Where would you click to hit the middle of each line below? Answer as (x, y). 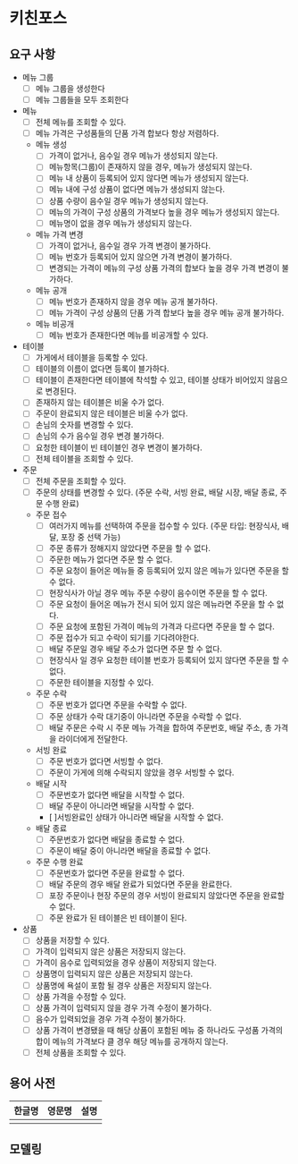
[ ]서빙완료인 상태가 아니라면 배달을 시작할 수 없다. (136, 817)
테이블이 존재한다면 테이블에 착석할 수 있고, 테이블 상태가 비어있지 (150, 380)
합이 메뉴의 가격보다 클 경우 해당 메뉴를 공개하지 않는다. (132, 1041)
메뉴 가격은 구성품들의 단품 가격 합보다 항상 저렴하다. (127, 133)
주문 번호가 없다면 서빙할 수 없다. (106, 760)
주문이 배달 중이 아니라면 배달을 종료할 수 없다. (130, 850)
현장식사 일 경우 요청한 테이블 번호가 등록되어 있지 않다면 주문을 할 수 (169, 660)
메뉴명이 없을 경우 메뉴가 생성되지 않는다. (120, 223)
